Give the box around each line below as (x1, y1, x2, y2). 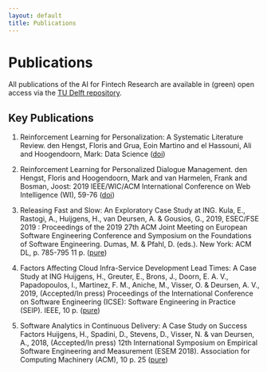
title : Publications (8, 19, 77, 27)
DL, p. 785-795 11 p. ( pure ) (19, 248, 108, 257)
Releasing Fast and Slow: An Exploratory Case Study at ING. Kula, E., (19, 206, 245, 215)
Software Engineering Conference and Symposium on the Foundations (19, 231, 253, 241)
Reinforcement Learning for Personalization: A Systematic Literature (19, 132, 244, 142)
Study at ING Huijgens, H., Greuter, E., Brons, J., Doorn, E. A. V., (19, 272, 229, 281)
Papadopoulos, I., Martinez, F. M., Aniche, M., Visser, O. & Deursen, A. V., (19, 280, 260, 290)
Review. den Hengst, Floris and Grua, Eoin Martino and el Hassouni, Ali (19, 141, 252, 151)
